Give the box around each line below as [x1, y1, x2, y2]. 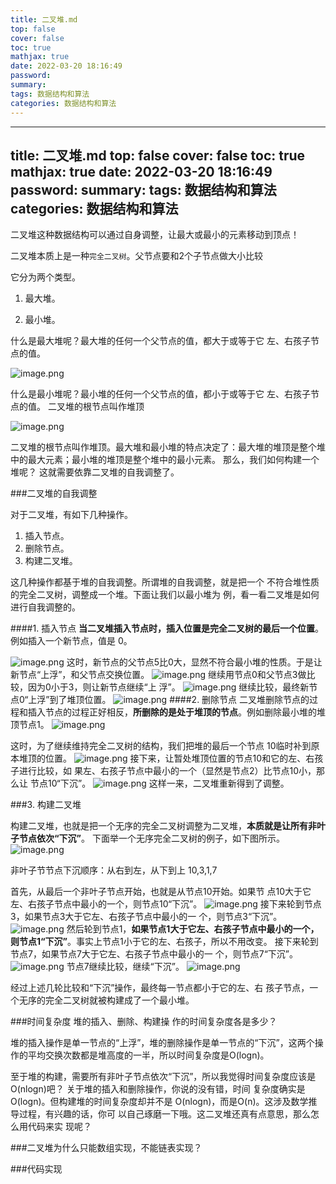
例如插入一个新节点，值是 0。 [10, 635, 133, 647]
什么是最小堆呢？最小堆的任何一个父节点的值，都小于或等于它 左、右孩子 [10, 388, 311, 400]
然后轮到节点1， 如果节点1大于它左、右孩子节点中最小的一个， [66, 923, 320, 935]
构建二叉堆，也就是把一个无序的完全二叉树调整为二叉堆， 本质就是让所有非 [10, 820, 317, 832]
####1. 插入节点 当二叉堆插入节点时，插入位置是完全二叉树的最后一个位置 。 [10, 622, 325, 635]
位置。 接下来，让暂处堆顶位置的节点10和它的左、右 [44, 752, 315, 765]
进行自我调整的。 [10, 601, 81, 613]
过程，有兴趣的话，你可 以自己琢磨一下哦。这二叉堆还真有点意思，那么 [18, 1108, 311, 1120]
